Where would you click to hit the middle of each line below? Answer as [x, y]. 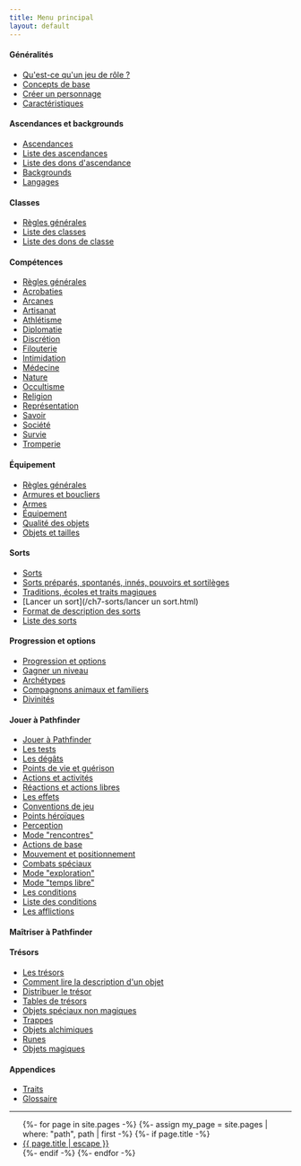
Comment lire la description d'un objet [93, 982]
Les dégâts [43, 758]
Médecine [41, 368]
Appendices [33, 1069]
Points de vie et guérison [68, 768]
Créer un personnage [62, 93]
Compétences [36, 262]
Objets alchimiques [58, 1030]
